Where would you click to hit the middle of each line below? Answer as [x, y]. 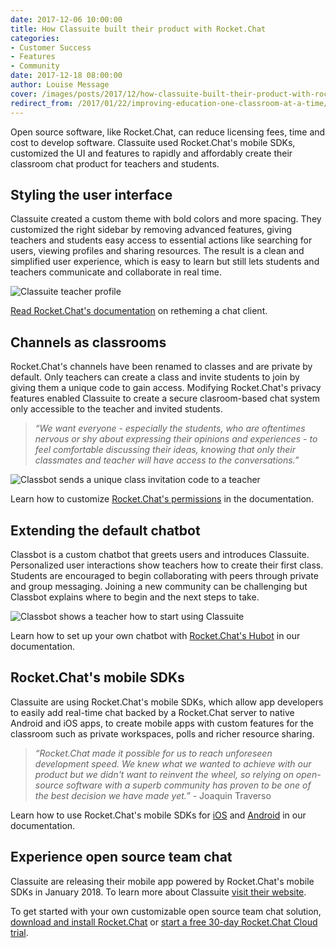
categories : [35, 38]
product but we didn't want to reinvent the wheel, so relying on [164, 774]
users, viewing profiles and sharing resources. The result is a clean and [157, 251]
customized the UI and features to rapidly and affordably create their [151, 153]
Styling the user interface [91, 194]
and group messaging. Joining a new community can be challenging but [159, 586]
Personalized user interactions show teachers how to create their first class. [167, 565]
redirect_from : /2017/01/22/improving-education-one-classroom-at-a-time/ [169, 103]
